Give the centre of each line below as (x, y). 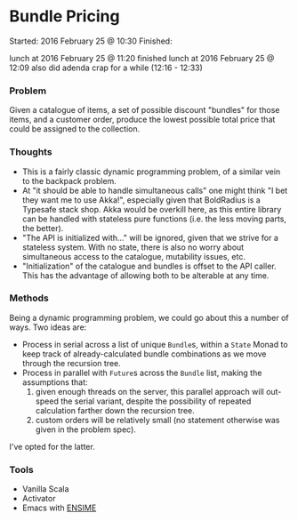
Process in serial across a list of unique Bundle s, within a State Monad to (155, 344)
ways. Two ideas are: (48, 327)
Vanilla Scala (45, 489)
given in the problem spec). (85, 429)
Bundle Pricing (64, 16)
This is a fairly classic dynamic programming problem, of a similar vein (151, 172)
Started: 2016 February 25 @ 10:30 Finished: (91, 41)
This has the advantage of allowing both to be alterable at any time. (145, 275)
